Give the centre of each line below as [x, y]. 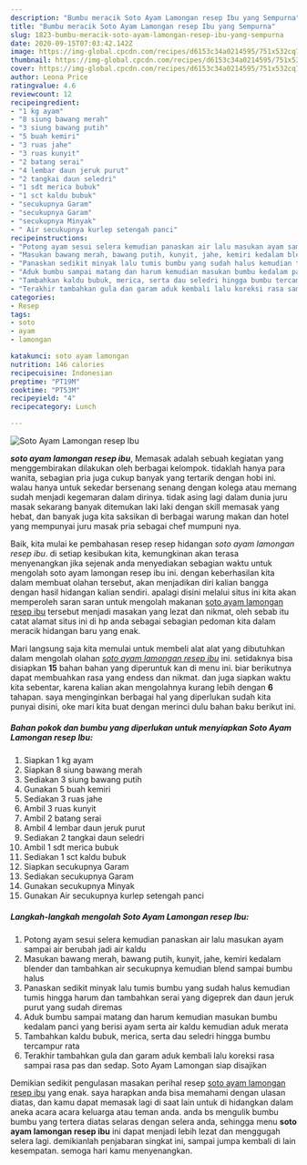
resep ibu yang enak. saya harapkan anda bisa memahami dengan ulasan [148, 1092]
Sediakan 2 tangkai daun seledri [84, 837]
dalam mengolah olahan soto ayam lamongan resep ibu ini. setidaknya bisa [152, 658]
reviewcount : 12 [41, 94]
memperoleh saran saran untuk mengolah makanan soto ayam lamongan [147, 602]
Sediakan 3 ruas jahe [63, 799]
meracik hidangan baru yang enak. [76, 631]
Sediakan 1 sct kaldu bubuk [75, 856]
